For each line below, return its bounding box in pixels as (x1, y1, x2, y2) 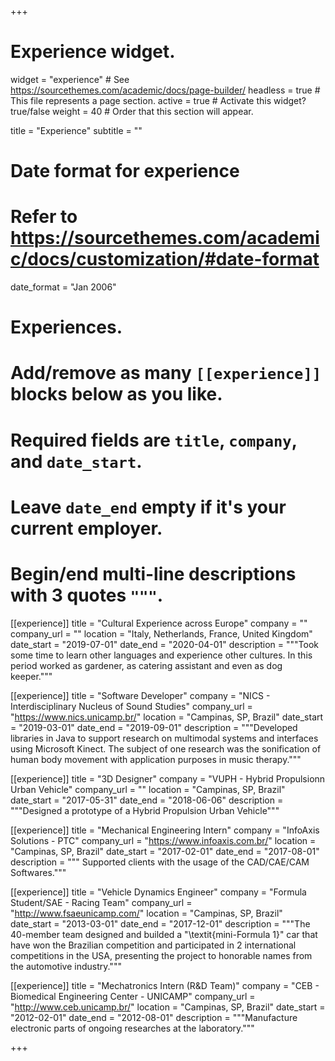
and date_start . (10, 450, 143, 473)
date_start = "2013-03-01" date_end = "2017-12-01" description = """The (10, 917, 311, 930)
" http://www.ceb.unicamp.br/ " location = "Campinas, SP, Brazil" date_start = (10, 1001, 326, 1013)
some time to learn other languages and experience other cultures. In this (10, 649, 313, 661)
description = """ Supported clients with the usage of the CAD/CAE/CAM (10, 856, 310, 868)
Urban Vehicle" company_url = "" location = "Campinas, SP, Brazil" (10, 783, 286, 795)
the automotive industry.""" (10, 960, 122, 972)
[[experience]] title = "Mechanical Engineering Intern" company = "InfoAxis (10, 824, 320, 836)
